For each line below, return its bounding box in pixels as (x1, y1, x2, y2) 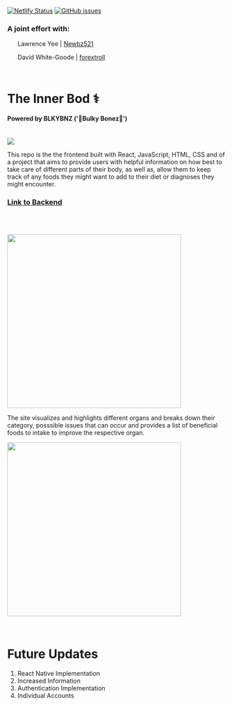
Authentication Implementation (17, 683, 106, 692)
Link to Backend (7, 197, 63, 206)
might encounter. (7, 179, 56, 188)
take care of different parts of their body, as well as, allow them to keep (7, 165, 211, 173)
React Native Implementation (17, 669, 101, 677)
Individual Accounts (17, 691, 74, 699)
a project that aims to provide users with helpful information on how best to (7, 157, 222, 166)
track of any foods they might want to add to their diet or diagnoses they (7, 172, 215, 181)
